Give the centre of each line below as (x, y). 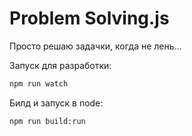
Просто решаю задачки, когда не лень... (95, 46)
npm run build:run (47, 121)
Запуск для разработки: (60, 65)
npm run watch (39, 83)
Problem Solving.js (89, 18)
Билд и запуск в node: (56, 103)
